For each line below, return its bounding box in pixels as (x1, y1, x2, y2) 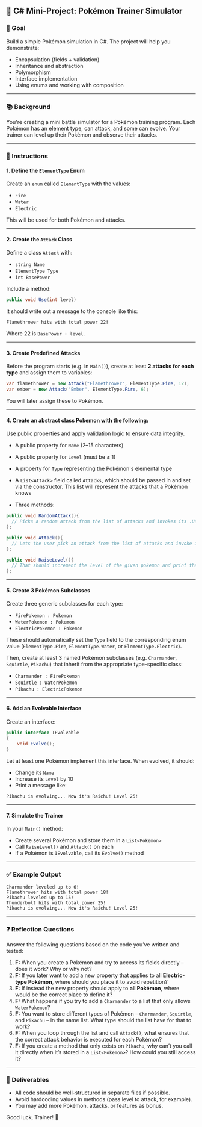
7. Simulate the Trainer (6, 812, 64, 819)
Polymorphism (14, 69, 51, 76)
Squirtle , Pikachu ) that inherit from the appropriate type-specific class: (6, 660, 183, 668)
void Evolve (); (17, 741, 55, 747)
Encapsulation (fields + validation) (14, 55, 100, 63)
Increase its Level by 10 (14, 775, 74, 783)
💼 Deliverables (6, 1075, 49, 1084)
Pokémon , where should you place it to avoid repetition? (28, 978, 168, 985)
